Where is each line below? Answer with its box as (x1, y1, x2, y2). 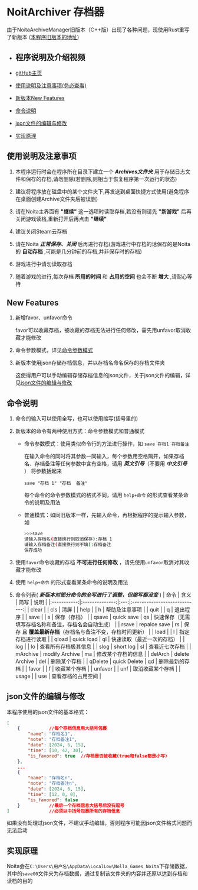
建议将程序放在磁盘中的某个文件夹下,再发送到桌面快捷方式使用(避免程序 (15, 187, 189, 195)
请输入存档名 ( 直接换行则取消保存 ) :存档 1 (24, 536, 113, 542)
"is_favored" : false (28, 797, 78, 803)
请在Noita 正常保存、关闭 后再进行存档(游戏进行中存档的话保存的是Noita (15, 240, 191, 247)
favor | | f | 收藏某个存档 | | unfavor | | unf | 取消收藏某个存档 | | (28, 665, 181, 672)
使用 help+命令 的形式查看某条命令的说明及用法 (15, 578, 128, 585)
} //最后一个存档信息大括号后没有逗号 (17, 802, 125, 808)
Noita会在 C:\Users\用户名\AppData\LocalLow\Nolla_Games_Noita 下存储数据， (6, 863, 190, 870)
